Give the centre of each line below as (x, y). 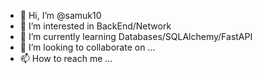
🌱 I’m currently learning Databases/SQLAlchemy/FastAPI (136, 36)
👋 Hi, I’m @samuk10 (60, 15)
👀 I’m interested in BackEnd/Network (95, 26)
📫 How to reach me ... (66, 58)
